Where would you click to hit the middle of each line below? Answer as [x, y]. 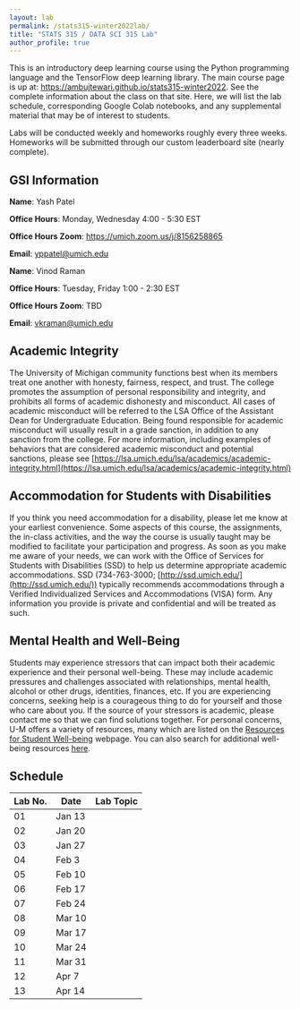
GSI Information [54, 180]
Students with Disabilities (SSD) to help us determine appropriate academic [148, 565]
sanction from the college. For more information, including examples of [140, 439]
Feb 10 [71, 875]
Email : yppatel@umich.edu [59, 254]
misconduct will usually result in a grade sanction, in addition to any [134, 430]
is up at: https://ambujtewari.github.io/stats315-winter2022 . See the [134, 87]
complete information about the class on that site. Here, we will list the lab [146, 97]
